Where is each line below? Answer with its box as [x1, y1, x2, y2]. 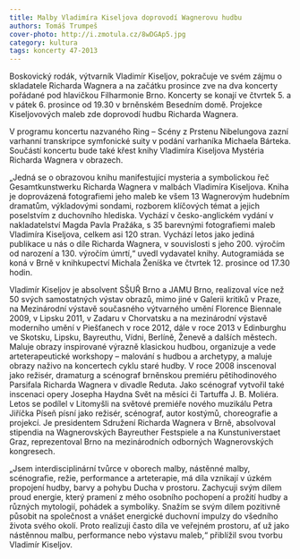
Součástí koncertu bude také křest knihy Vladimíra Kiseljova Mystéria [9, 145, 264, 157]
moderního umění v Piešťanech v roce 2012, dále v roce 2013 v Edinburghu [9, 323, 287, 334]
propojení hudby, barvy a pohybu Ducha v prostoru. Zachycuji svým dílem [9, 482, 282, 493]
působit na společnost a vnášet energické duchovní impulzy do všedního [9, 511, 279, 521]
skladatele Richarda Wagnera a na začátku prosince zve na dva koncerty [9, 80, 279, 91]
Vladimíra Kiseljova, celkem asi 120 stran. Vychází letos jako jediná [9, 229, 255, 240]
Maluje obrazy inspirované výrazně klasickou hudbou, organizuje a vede [9, 342, 276, 352]
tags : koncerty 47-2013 [9, 47, 99, 55]
